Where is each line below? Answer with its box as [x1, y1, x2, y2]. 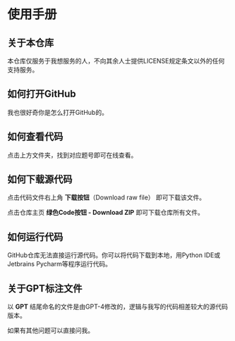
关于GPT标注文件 [7, 283, 83, 294]
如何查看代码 [7, 131, 64, 143]
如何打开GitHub [7, 88, 76, 100]
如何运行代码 [7, 230, 64, 243]
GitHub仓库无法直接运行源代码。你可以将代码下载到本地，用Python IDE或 [7, 251, 221, 259]
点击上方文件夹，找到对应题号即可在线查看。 [7, 151, 138, 159]
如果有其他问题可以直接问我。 [7, 326, 94, 335]
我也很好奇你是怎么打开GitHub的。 [7, 108, 108, 116]
